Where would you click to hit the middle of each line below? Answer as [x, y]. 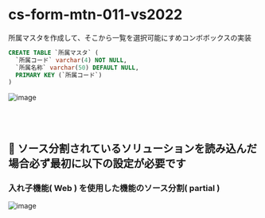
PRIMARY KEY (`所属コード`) [59, 75]
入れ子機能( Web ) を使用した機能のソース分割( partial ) [114, 188]
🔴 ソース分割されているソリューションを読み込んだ [132, 148]
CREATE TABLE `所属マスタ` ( [54, 53]
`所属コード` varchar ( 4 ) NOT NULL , [71, 60]
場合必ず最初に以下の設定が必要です [97, 163]
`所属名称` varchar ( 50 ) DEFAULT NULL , [77, 68]
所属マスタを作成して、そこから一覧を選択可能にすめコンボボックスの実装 [130, 37]
